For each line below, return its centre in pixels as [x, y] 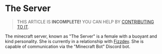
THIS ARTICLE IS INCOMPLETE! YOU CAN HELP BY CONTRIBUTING [85, 22]
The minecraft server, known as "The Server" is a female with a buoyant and [81, 36]
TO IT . [23, 27]
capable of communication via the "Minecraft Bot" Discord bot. [68, 46]
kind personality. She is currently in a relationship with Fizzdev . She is [74, 41]
